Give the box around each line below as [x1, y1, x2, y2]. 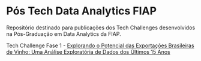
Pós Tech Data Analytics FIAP [6, 4, 157, 18]
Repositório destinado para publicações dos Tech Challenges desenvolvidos [6, 24, 196, 31]
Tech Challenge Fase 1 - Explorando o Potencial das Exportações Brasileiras [6, 42, 194, 49]
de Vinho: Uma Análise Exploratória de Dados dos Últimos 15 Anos [6, 48, 171, 55]
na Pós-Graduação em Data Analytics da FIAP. [6, 30, 121, 37]
